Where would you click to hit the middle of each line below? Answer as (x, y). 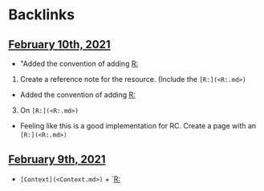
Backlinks (42, 15)
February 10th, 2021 (59, 45)
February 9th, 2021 (57, 159)
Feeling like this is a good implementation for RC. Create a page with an (138, 126)
